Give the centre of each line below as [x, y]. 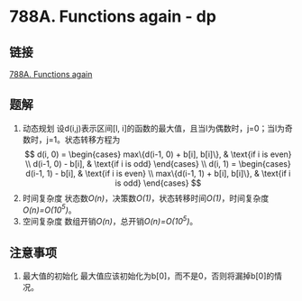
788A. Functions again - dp [113, 17]
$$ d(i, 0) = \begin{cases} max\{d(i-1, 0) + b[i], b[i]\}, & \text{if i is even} [158, 154]
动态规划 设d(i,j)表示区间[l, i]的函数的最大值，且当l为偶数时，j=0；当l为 [154, 128]
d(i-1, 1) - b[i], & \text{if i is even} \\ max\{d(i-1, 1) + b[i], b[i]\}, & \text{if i [158, 173]
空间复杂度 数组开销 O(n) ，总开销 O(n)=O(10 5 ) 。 [110, 221]
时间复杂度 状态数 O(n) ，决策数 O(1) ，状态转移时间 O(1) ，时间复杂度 [146, 198]
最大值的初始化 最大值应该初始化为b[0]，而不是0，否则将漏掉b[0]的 [148, 276]
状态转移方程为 [92, 139]
